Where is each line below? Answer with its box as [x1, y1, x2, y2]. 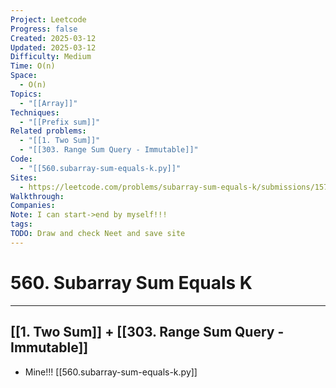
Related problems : [10, 126, 87, 136]
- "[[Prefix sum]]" [19, 117, 101, 127]
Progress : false [10, 24, 78, 34]
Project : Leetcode [10, 14, 87, 25]
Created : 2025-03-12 [10, 33, 97, 43]
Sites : [10, 172, 38, 183]
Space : [10, 71, 38, 81]
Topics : [10, 89, 43, 99]
